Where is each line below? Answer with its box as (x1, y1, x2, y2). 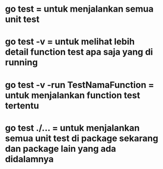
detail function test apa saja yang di (5, 46, 153, 58)
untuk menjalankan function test (5, 89, 140, 101)
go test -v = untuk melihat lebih (5, 36, 135, 47)
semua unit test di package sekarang (5, 133, 159, 144)
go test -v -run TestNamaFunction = (5, 79, 154, 90)
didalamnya (5, 153, 54, 165)
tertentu (5, 100, 39, 111)
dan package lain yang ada (5, 143, 116, 154)
